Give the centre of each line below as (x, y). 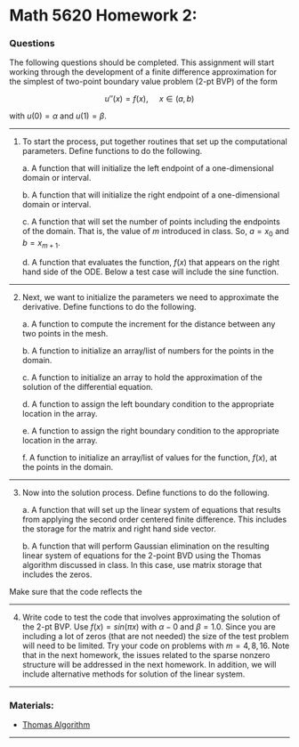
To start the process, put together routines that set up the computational (154, 142)
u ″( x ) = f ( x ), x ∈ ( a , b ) (149, 99)
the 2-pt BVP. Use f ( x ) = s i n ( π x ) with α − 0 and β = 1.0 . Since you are (149, 627)
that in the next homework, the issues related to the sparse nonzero (146, 655)
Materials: (32, 706)
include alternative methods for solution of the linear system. (133, 674)
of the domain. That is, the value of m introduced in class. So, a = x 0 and (155, 232)
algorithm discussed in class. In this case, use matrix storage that (142, 565)
